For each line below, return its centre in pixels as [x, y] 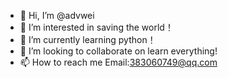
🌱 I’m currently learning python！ [88, 39]
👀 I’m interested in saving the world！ [96, 27]
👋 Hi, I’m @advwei [57, 15]
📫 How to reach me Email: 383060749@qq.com [118, 62]
